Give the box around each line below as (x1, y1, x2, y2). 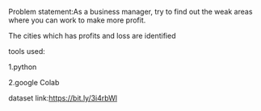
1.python (8, 62, 37, 72)
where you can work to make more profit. (8, 15, 146, 25)
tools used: (8, 47, 46, 55)
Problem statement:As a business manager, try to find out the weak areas (8, 7, 253, 16)
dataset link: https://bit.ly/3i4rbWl (8, 93, 118, 103)
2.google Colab (8, 78, 60, 87)
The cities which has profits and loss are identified (8, 31, 176, 40)
